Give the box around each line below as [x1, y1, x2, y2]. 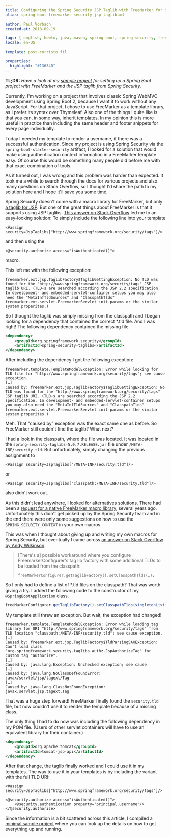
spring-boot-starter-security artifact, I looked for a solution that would [5, 146, 157, 152]
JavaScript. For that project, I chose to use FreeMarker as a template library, [5, 103, 165, 110]
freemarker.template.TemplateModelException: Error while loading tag [5, 622, 158, 627]
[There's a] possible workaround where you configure [17, 552, 131, 558]
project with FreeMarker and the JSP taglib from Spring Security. [5, 83, 141, 89]
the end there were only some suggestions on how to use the [5, 516, 134, 522]
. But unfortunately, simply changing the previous [41, 447, 145, 453]
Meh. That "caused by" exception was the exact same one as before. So [5, 420, 157, 427]
